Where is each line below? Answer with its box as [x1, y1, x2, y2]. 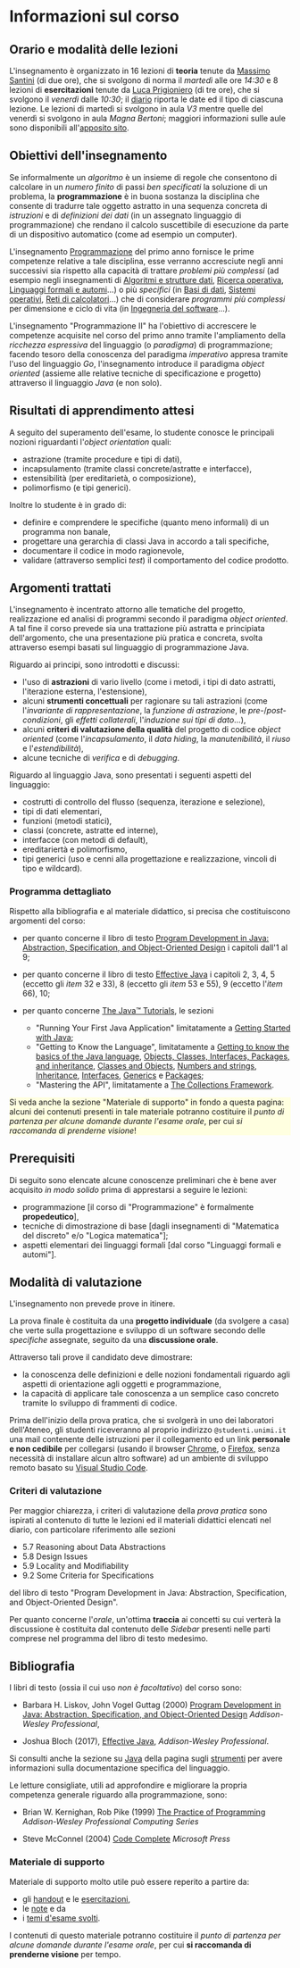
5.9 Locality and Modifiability [21, 1560, 129, 1571]
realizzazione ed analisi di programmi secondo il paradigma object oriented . [9, 613, 288, 624]
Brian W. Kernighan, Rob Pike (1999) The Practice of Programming [21, 1806, 266, 1818]
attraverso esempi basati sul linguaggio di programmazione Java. [9, 642, 250, 653]
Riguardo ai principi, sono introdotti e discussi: [9, 659, 180, 671]
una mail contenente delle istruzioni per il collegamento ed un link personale [9, 1434, 291, 1445]
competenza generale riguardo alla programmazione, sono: [9, 1789, 228, 1800]
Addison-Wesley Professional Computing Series [21, 1816, 199, 1827]
